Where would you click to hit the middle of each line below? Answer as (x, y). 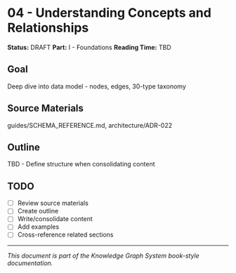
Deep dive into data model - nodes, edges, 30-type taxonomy (97, 86)
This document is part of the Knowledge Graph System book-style (104, 255)
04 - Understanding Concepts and (110, 13)
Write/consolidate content (55, 219)
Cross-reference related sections (65, 235)
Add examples (38, 227)
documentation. (30, 263)
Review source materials (53, 203)
